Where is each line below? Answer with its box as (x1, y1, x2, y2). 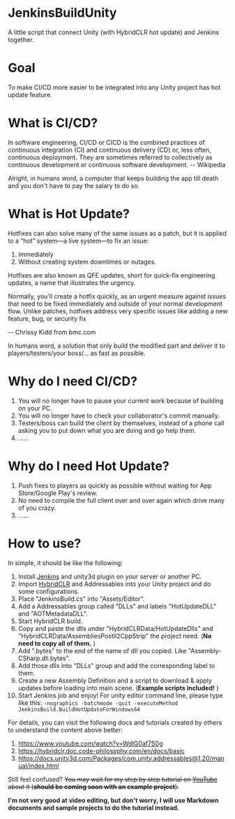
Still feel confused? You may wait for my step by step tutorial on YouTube (8, 775, 218, 783)
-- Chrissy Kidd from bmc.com (8, 327, 96, 336)
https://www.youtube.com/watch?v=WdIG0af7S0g (17, 739, 163, 748)
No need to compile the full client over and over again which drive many (17, 496, 225, 504)
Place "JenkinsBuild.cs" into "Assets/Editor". (17, 594, 145, 603)
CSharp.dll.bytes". (17, 654, 70, 662)
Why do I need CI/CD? (8, 373, 138, 389)
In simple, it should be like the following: (8, 558, 123, 567)
